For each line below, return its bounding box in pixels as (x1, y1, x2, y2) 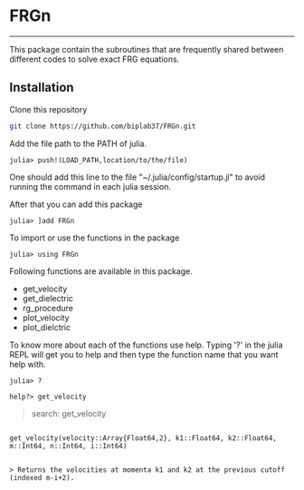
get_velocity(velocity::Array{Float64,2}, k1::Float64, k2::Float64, (9, 433, 278, 443)
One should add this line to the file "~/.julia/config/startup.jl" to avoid (9, 171, 265, 182)
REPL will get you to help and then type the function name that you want (9, 348, 279, 359)
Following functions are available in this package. (9, 265, 193, 277)
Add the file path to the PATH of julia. (9, 138, 147, 149)
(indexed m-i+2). (9, 473, 75, 482)
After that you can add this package (9, 199, 143, 210)
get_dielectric (22, 292, 74, 304)
